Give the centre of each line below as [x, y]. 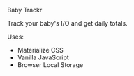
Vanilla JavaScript [43, 57]
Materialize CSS [40, 50]
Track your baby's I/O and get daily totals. [67, 23]
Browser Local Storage [50, 65]
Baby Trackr [25, 10]
